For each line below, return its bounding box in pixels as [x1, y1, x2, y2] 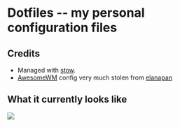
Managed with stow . [17, 66, 76, 74]
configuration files [7, 20, 118, 36]
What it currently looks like [7, 94, 127, 105]
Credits [7, 47, 41, 59]
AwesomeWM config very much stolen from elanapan [17, 73, 173, 82]
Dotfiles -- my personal [7, 5, 145, 21]
